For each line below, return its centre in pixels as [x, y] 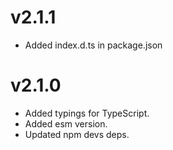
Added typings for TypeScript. [87, 113]
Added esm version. [66, 123]
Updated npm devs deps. [77, 134]
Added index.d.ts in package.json [93, 45]
